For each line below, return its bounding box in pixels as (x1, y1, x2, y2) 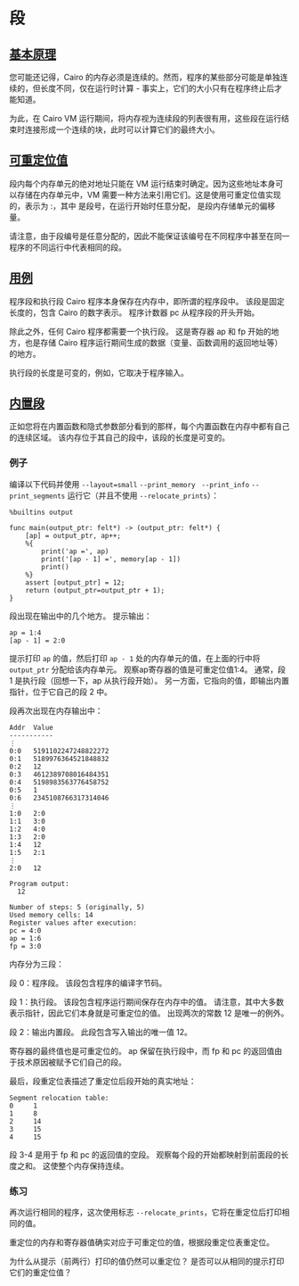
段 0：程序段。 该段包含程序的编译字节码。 (9, 977, 167, 988)
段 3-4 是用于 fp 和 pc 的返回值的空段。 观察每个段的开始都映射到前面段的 (9, 1149, 282, 1160)
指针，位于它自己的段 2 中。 (9, 686, 113, 697)
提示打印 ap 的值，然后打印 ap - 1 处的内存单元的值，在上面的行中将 (9, 652, 261, 663)
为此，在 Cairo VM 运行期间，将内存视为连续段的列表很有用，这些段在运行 (9, 113, 282, 123)
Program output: (9, 879, 69, 888)
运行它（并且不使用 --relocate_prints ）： (67, 490, 220, 501)
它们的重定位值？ (9, 1267, 72, 1278)
